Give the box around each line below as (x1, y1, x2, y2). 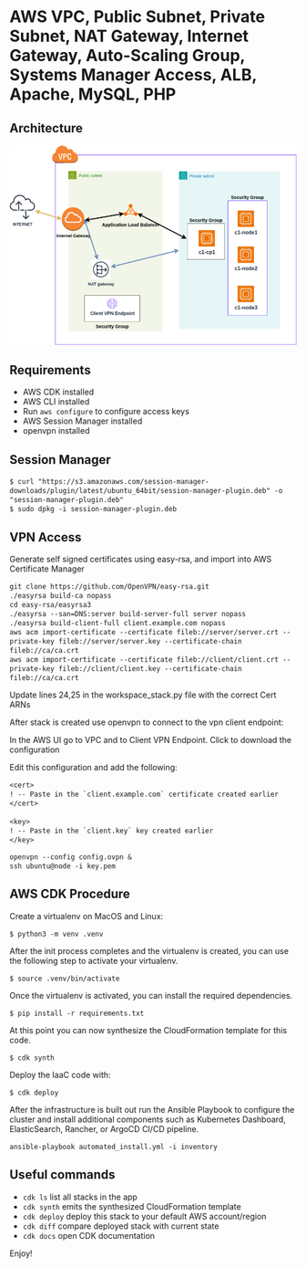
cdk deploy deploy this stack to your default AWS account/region (22, 1210, 267, 1221)
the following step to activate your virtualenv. (9, 955, 178, 966)
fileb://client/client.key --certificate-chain (57, 664, 243, 673)
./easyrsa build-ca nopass (9, 591, 112, 600)
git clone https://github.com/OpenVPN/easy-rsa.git (9, 582, 209, 591)
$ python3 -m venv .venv (9, 929, 104, 938)
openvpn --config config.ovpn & (9, 852, 132, 862)
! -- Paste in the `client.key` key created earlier (9, 826, 214, 835)
